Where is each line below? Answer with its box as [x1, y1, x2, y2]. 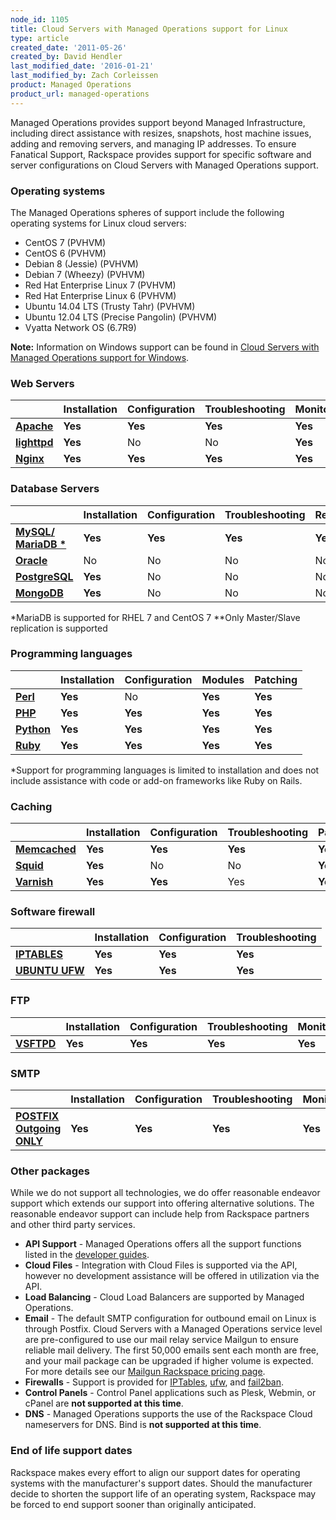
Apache [15, 419, 54, 433]
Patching [254, 672, 298, 686]
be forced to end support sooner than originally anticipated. [10, 1498, 257, 1510]
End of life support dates [10, 1444, 133, 1458]
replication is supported [10, 622, 108, 634]
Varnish [15, 875, 54, 889]
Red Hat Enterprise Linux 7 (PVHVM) [24, 279, 177, 291]
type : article [10, 33, 70, 43]
